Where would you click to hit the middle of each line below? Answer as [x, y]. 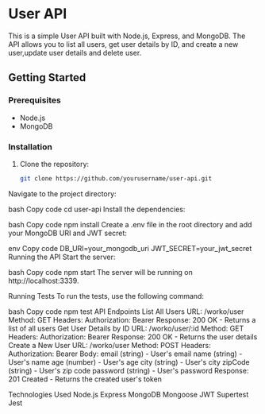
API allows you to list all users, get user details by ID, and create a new [123, 44]
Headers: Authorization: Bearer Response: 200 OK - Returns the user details [133, 337]
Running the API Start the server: [62, 257]
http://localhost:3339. [44, 281]
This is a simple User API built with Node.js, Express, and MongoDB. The [127, 36]
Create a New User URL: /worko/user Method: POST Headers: [110, 345]
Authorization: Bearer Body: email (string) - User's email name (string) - [125, 354]
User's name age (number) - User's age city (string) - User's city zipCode [129, 362]
